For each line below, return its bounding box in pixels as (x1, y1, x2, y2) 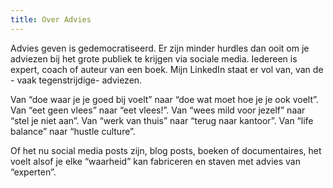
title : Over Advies (10, 14, 92, 25)
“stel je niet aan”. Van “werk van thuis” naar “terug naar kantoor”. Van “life (10, 114, 314, 126)
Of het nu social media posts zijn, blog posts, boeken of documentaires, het (10, 144, 322, 156)
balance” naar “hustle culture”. (10, 125, 136, 137)
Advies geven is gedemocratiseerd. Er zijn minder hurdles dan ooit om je (10, 42, 310, 54)
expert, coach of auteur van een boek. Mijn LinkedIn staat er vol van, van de (10, 63, 324, 75)
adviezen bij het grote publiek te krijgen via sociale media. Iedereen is (10, 52, 298, 65)
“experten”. (10, 166, 57, 178)
